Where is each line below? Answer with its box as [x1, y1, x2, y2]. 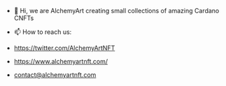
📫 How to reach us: [13, 28, 72, 36]
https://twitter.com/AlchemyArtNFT [13, 44, 115, 52]
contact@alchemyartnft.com [13, 71, 97, 79]
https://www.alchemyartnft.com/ [13, 58, 108, 65]
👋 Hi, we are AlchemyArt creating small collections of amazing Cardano [13, 7, 220, 15]
